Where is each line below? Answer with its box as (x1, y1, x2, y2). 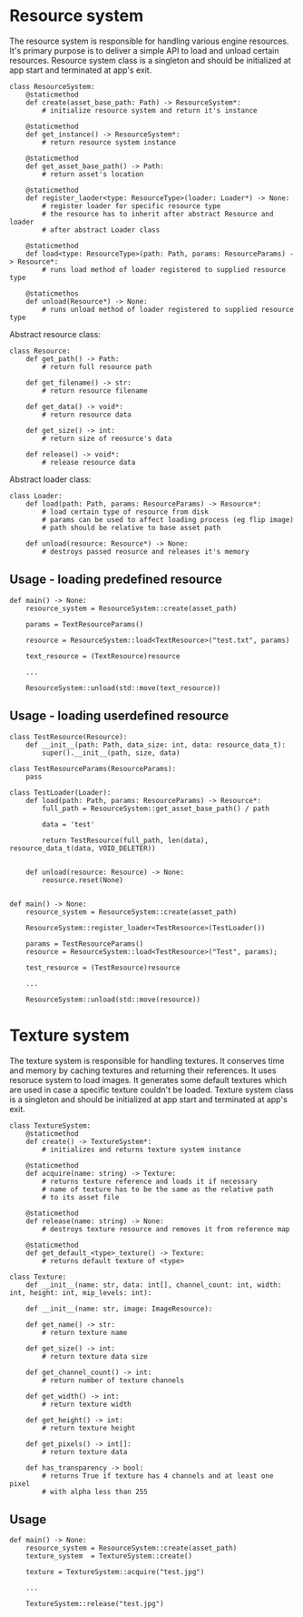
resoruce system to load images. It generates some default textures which (9, 1074, 288, 1085)
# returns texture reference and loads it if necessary (42, 1177, 258, 1186)
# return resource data (42, 410, 132, 419)
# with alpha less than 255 (42, 1487, 148, 1496)
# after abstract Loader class (42, 225, 161, 235)
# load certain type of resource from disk (42, 507, 209, 517)
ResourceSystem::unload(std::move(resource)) (25, 995, 201, 1004)
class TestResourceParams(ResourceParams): (9, 764, 177, 773)
